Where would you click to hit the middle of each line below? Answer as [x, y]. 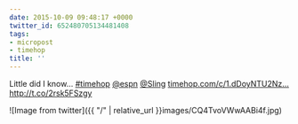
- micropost [31, 42]
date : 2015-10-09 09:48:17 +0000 [71, 17]
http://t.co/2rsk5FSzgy [51, 93]
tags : [19, 34]
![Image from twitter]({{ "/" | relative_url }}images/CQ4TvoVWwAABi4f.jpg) [146, 110]
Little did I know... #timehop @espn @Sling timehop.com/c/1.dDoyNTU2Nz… [149, 84]
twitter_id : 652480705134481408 [69, 26]
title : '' [28, 58]
